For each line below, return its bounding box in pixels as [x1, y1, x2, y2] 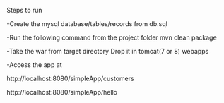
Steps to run [6, 6, 43, 14]
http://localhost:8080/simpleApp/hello [6, 88, 118, 96]
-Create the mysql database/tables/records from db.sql [6, 20, 167, 28]
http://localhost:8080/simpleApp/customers [6, 74, 135, 83]
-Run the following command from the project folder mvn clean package [6, 33, 217, 42]
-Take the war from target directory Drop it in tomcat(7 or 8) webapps [6, 47, 209, 55]
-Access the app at [6, 61, 62, 69]
